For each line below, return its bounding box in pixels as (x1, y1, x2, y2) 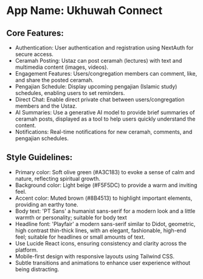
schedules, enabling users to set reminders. (15, 90, 125, 96)
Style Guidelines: (6, 152, 73, 163)
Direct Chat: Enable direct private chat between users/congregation (15, 96, 185, 103)
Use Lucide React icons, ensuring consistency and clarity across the (15, 239, 187, 247)
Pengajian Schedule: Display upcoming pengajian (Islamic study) (15, 83, 177, 90)
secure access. (15, 51, 53, 58)
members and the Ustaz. (15, 102, 77, 110)
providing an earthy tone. (15, 200, 79, 208)
